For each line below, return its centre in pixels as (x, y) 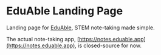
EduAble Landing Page (65, 11)
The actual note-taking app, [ (43, 39)
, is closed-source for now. (108, 45)
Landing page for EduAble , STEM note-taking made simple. (80, 27)
